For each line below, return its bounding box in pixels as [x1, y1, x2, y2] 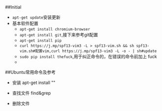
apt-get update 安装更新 [12, 14, 61, 20]
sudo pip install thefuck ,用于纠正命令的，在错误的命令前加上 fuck [19, 54, 157, 59]
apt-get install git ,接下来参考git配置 [19, 32, 98, 37]
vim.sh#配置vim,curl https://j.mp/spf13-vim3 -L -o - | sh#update [19, 49, 157, 54]
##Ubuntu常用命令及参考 [5, 69, 56, 75]
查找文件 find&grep [12, 90, 51, 96]
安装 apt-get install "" [12, 80, 55, 85]
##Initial [5, 4, 22, 10]
